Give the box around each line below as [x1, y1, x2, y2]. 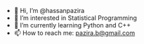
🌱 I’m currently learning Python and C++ [13, 21, 131, 29]
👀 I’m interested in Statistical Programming [13, 14, 137, 22]
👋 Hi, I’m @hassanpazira [13, 7, 85, 14]
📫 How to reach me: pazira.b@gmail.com [13, 29, 136, 37]
